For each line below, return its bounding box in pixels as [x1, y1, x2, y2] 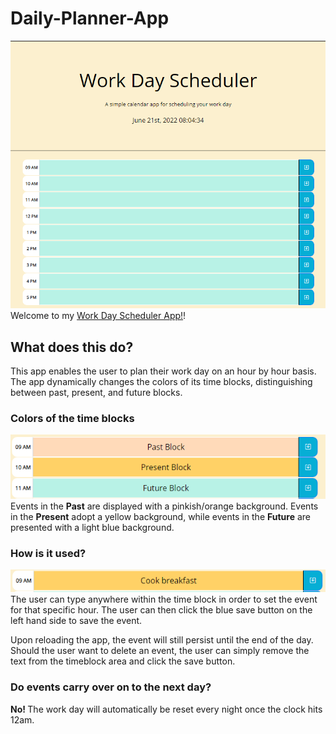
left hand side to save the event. [10, 615, 143, 627]
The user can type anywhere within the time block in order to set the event [10, 593, 318, 606]
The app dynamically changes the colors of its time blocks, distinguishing [10, 376, 313, 388]
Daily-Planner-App [10, 7, 170, 30]
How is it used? [10, 546, 87, 560]
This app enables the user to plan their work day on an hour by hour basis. [10, 365, 317, 377]
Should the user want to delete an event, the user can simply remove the [10, 645, 310, 657]
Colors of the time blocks [10, 412, 135, 426]
